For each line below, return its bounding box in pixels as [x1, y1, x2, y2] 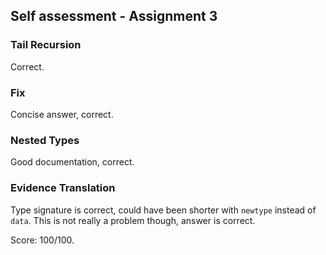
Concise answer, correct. [10, 108, 114, 120]
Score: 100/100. [10, 234, 75, 246]
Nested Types [10, 133, 80, 147]
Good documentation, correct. [10, 156, 135, 168]
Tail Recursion [10, 38, 82, 52]
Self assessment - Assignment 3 [10, 8, 218, 25]
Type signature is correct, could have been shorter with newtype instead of [10, 204, 317, 216]
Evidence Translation [10, 181, 116, 195]
